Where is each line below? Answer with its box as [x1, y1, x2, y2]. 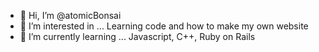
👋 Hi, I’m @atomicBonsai [19, 10, 122, 21]
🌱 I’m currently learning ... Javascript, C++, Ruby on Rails [19, 31, 256, 42]
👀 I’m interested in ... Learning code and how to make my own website [19, 20, 309, 32]
